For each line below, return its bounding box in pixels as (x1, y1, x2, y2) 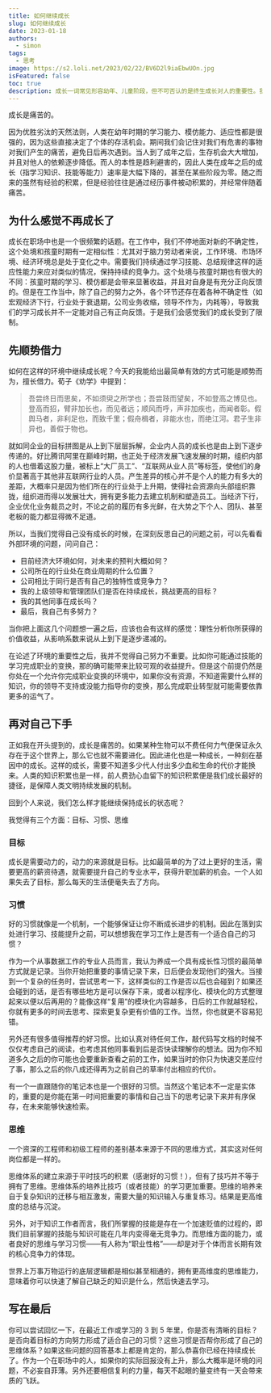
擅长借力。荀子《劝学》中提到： (22, 376, 129, 386)
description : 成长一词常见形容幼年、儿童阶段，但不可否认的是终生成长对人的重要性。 (8, 86, 260, 95)
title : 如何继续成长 (8, 11, 70, 20)
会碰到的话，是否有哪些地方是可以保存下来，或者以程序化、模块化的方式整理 (8, 987, 263, 996)
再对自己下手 (8, 717, 73, 731)
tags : (8, 49, 27, 57)
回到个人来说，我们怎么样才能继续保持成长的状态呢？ (8, 797, 186, 808)
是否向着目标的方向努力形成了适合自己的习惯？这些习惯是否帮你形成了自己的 (8, 1335, 263, 1345)
